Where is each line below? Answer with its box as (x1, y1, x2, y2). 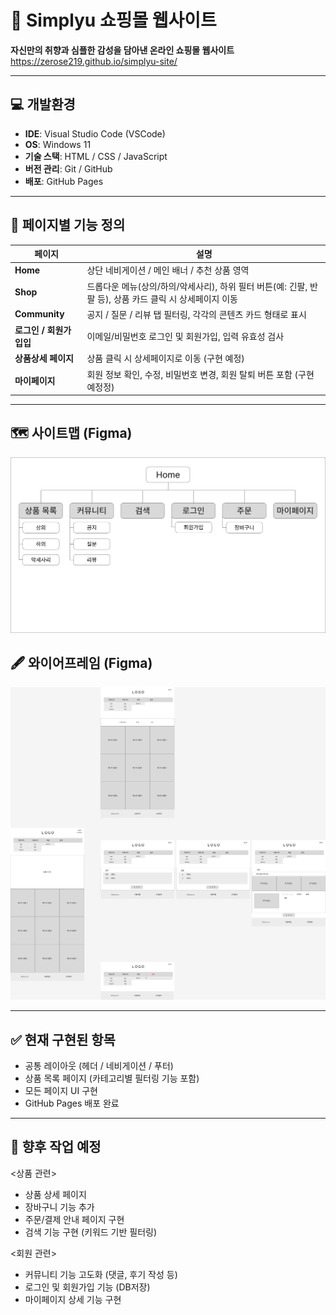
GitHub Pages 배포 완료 (24, 1097, 120, 1110)
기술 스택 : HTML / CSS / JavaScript (24, 150, 168, 162)
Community (14, 308, 65, 320)
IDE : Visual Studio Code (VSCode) (24, 127, 166, 140)
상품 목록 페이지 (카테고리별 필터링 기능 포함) (24, 1072, 200, 1085)
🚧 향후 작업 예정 (10, 1139, 102, 1156)
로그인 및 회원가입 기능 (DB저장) (24, 1281, 151, 1293)
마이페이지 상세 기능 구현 (24, 1293, 122, 1305)
